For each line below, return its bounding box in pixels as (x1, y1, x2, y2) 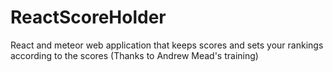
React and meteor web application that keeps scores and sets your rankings (10, 39, 324, 51)
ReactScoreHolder (10, 6, 167, 29)
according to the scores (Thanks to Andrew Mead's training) (10, 49, 259, 61)
